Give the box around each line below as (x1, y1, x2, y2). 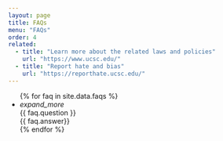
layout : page (8, 11, 51, 20)
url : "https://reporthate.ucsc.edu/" (22, 70, 146, 78)
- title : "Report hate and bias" (15, 63, 125, 70)
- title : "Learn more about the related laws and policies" (15, 48, 216, 56)
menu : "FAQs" (8, 26, 51, 34)
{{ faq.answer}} (19, 116, 71, 125)
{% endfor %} (19, 125, 65, 134)
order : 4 (8, 33, 37, 42)
